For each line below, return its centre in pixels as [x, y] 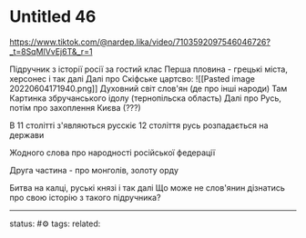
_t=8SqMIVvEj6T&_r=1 [51, 51]
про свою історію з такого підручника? [85, 197]
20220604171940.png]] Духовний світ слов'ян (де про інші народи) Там [148, 88]
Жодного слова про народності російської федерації [112, 153]
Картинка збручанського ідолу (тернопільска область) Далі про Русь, [146, 98]
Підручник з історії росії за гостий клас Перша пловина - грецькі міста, [149, 69]
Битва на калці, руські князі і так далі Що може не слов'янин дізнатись [147, 187]
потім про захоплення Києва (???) [75, 107]
